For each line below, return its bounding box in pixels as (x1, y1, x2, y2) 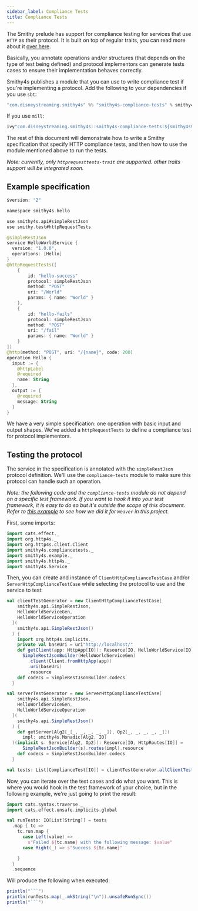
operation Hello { (6, 355, 52, 361)
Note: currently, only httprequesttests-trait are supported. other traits (6, 158, 181, 165)
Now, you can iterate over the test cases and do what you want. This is (6, 777, 178, 785)
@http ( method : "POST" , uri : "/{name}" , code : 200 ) (6, 349, 133, 355)
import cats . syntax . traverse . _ (6, 801, 83, 807)
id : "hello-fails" (28, 311, 73, 317)
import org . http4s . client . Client (6, 542, 89, 548)
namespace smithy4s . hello (6, 208, 70, 213)
